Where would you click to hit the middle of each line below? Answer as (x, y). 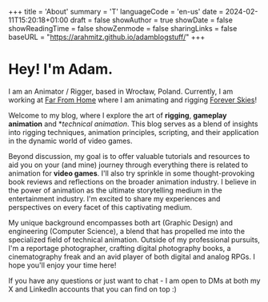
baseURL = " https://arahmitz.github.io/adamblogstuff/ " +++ (107, 37)
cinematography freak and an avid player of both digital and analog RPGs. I (132, 256)
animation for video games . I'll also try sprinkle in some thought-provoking (132, 173)
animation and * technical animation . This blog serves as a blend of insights (133, 124)
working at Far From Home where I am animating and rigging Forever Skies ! (133, 100)
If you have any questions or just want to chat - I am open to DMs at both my (134, 280)
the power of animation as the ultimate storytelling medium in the (115, 190)
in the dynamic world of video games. (70, 141)
